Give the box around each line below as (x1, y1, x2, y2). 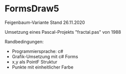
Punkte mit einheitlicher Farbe (11, 64, 74, 70)
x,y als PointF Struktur (11, 59, 58, 65)
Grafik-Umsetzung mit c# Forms (11, 53, 78, 60)
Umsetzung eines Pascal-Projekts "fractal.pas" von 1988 (4, 29, 122, 35)
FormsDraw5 (4, 3, 59, 14)
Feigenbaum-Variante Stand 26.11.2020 (4, 19, 85, 25)
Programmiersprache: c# (11, 48, 63, 54)
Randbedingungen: (4, 38, 44, 45)
